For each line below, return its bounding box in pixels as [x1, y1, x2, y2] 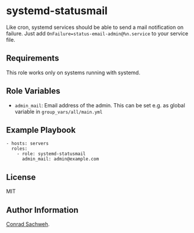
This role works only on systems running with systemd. [6, 69, 141, 76]
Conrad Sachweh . [6, 221, 50, 228]
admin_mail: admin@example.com [21, 156, 99, 162]
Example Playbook [6, 125, 76, 135]
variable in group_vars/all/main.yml [14, 108, 103, 115]
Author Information [6, 205, 79, 215]
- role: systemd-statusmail [17, 151, 86, 157]
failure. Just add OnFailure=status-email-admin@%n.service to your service [6, 29, 189, 37]
